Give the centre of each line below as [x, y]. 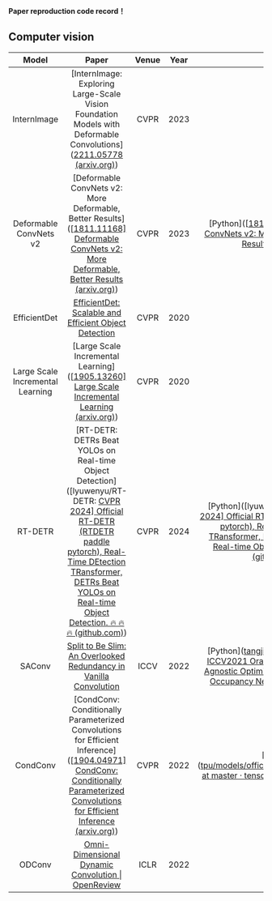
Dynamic [97, 865]
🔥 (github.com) [95, 632]
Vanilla [96, 676]
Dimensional [96, 854]
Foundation [97, 113]
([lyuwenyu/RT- [97, 490]
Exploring [96, 83]
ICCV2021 [227, 660]
